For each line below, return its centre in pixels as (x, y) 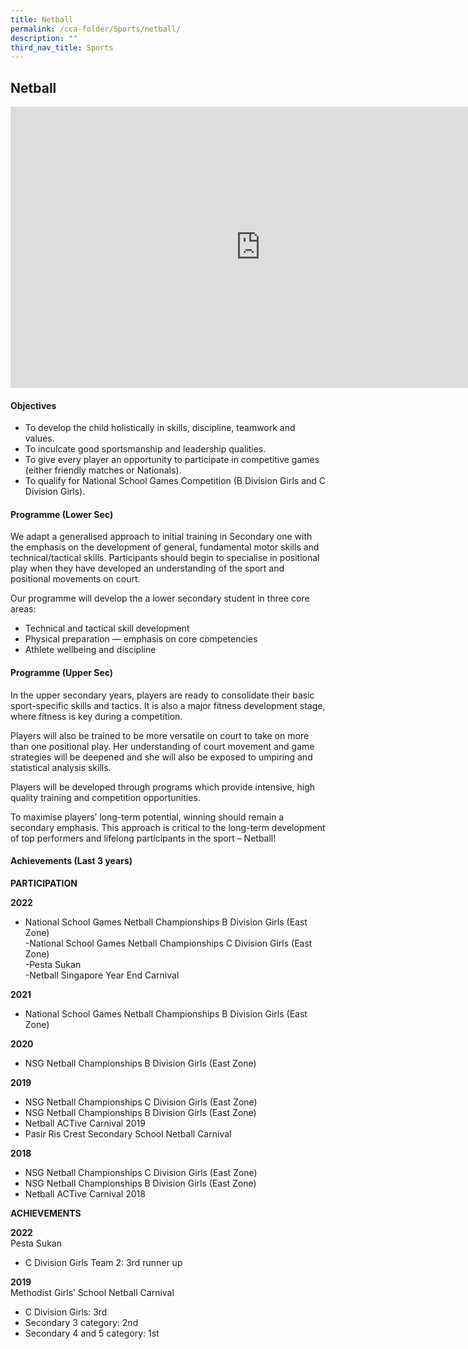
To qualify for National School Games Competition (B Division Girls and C (175, 481)
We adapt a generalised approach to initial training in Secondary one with (161, 537)
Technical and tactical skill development (107, 628)
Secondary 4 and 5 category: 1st (92, 1333)
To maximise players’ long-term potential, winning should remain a (147, 817)
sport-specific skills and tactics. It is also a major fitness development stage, (168, 705)
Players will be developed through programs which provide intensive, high (163, 787)
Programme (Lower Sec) (62, 514)
